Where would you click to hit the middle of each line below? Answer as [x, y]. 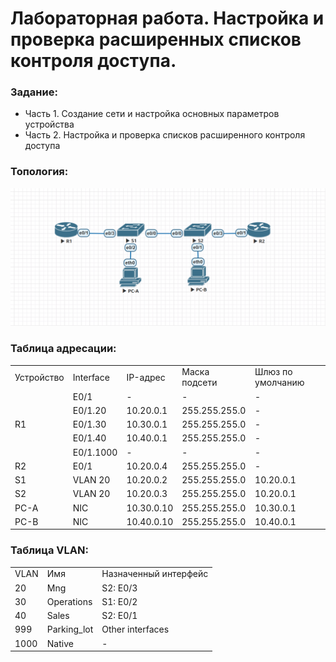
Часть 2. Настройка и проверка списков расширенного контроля [165, 135]
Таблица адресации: [63, 349]
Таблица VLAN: [49, 550]
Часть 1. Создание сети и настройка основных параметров [152, 114]
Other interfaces [135, 629]
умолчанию [279, 383]
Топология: [39, 172]
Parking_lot [70, 629]
